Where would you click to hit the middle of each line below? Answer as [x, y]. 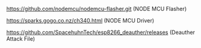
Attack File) [21, 39]
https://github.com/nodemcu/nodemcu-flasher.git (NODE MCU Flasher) [97, 9]
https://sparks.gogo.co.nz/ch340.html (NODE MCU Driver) [80, 20]
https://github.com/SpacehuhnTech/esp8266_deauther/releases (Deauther [101, 32]
